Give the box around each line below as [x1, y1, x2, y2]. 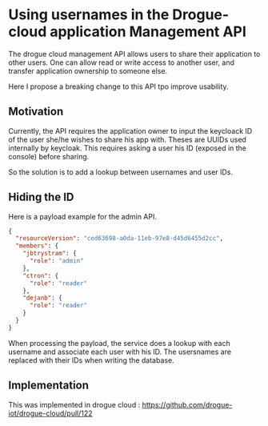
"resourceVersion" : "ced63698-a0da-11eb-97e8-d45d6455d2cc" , [15, 235, 224, 243]
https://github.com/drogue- [142, 400, 233, 409]
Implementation [8, 379, 90, 392]
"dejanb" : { [22, 294, 62, 302]
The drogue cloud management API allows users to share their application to [8, 49, 261, 58]
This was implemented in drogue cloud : [8, 400, 141, 409]
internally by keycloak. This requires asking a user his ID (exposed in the [8, 143, 246, 153]
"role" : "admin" [29, 257, 84, 265]
